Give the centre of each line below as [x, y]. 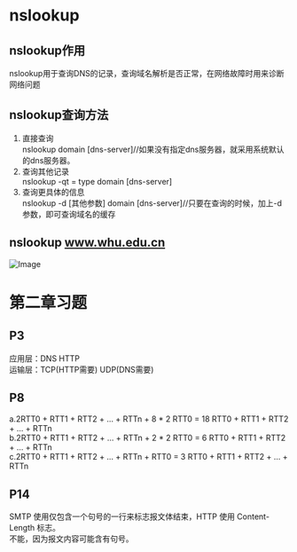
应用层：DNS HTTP [44, 358]
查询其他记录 [45, 171]
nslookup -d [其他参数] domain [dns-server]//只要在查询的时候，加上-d [152, 203]
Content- [253, 517]
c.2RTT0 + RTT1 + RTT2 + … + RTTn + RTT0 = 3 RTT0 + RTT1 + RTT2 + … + [148, 457]
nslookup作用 [47, 50]
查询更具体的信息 [53, 192]
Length [22, 528]
